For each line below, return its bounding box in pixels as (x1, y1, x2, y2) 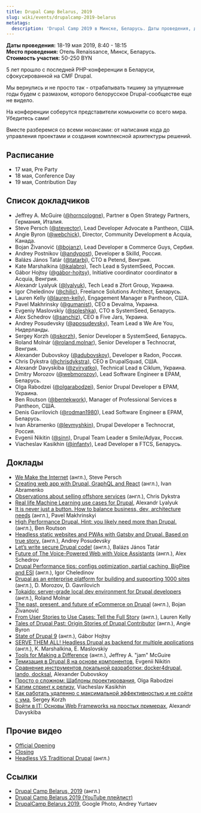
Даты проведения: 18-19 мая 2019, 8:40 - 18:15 (6, 42, 127, 49)
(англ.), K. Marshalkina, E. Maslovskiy (14, 645, 108, 652)
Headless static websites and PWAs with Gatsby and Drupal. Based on (14, 530, 189, 538)
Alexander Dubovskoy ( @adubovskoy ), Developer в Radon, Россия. (14, 351, 182, 359)
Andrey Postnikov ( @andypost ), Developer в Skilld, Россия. (14, 249, 163, 257)
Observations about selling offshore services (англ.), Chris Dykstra (14, 493, 181, 500)
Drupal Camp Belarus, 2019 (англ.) (14, 787, 100, 795)
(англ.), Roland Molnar (14, 594, 71, 601)
